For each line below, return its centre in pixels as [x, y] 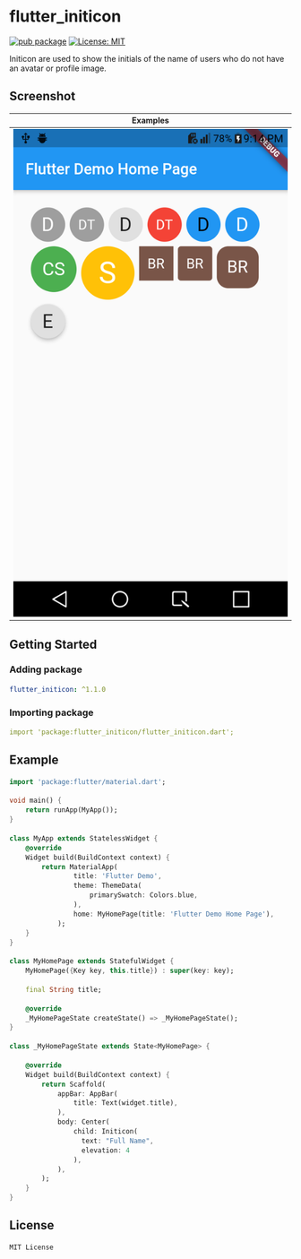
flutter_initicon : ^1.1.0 [57, 689]
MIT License [31, 1247]
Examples [150, 121]
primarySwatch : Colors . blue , [144, 895]
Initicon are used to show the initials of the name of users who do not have [147, 58]
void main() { [36, 801]
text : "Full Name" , [117, 1141]
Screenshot [43, 96]
